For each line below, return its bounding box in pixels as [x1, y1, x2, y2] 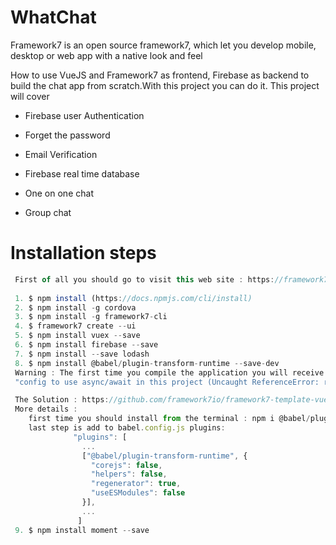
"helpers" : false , [90, 469, 168, 480]
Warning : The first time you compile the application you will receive [14, 367, 325, 378]
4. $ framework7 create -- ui [14, 321, 137, 331]
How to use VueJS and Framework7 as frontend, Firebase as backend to [10, 69, 310, 81]
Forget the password [24, 129, 111, 141]
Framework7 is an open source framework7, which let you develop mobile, [10, 39, 317, 51]
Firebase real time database [24, 167, 140, 180]
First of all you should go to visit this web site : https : [14, 274, 275, 285]
